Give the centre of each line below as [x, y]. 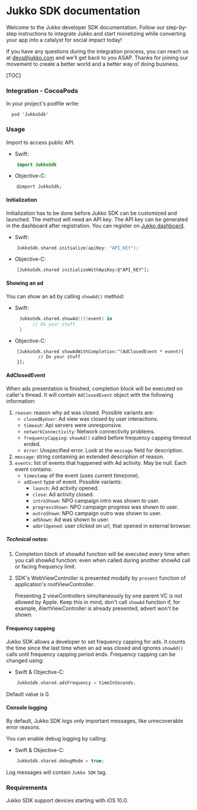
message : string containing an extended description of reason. [89, 457]
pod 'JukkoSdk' [30, 115]
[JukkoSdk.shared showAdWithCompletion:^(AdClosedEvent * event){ [100, 352]
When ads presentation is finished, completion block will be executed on [95, 388]
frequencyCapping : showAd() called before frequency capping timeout [107, 438]
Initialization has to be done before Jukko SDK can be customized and [92, 213]
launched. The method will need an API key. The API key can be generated [97, 219]
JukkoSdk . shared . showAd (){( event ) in [66, 319]
